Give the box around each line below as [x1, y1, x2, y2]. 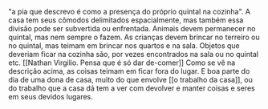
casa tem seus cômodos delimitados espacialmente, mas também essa [8, 15, 244, 25]
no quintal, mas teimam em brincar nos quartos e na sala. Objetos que [8, 41, 240, 50]
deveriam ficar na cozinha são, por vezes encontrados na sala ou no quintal [8, 50, 259, 59]
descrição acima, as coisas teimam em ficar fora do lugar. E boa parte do [8, 67, 250, 75]
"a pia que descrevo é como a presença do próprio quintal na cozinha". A [8, 7, 251, 16]
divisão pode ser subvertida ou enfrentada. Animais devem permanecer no [8, 24, 256, 33]
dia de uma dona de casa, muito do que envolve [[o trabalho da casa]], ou [8, 75, 253, 84]
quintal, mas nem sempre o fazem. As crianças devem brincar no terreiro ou [8, 32, 260, 42]
